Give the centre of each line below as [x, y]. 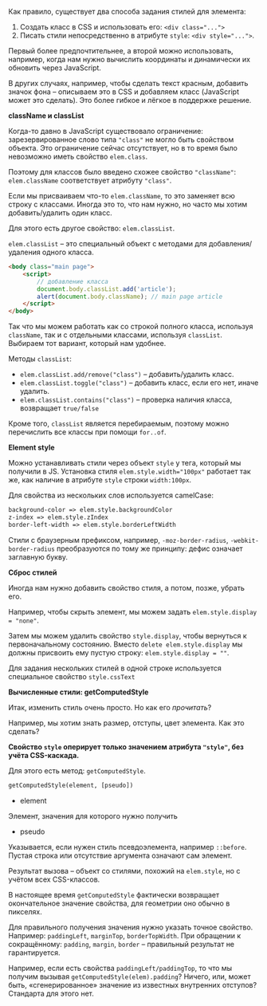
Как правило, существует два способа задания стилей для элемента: [127, 12]
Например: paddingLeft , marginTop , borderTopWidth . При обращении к [125, 935]
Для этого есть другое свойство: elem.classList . [92, 228]
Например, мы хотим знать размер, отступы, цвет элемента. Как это [126, 723]
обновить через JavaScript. [55, 68]
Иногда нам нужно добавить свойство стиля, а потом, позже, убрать [126, 587]
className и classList [46, 116]
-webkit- [244, 540]
